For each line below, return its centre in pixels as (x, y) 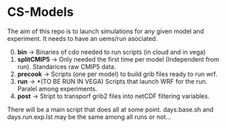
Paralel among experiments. (57, 89)
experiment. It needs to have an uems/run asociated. (82, 38)
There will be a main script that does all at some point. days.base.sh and (110, 109)
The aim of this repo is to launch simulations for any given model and (106, 31)
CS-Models (41, 12)
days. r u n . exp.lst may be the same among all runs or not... (89, 117)
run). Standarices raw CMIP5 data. (67, 66)
